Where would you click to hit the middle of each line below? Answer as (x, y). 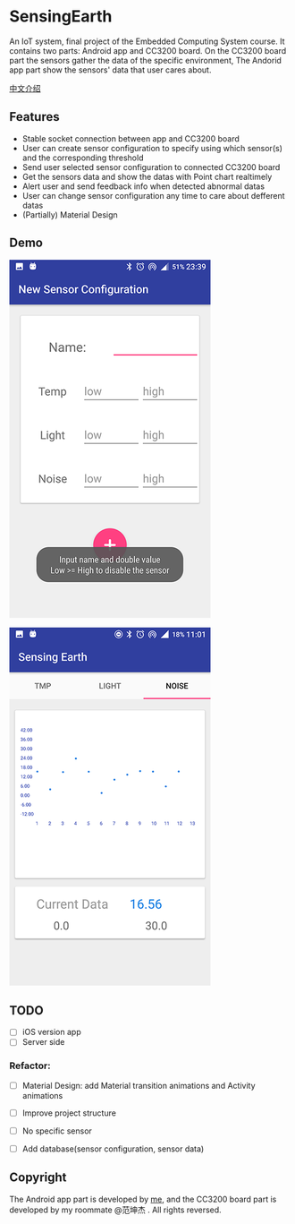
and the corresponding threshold (83, 158)
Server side (43, 1042)
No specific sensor (57, 1131)
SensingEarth (61, 17)
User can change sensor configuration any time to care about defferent (153, 195)
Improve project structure (69, 1113)
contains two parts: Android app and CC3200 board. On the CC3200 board (148, 50)
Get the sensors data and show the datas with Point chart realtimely (147, 176)
